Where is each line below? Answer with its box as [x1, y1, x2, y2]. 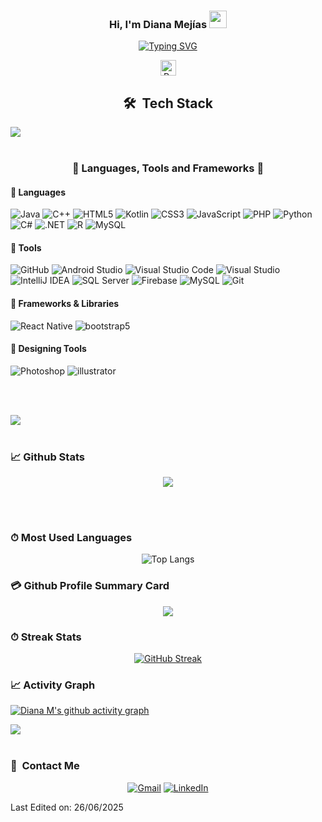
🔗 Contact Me [10, 759, 80, 773]
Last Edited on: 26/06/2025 [10, 801, 124, 813]
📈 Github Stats [10, 450, 85, 464]
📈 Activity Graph [10, 678, 96, 692]
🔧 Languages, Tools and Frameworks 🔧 [71, 161, 265, 175]
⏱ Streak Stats [10, 630, 82, 644]
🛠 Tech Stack [122, 95, 214, 112]
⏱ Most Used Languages [10, 531, 133, 545]
